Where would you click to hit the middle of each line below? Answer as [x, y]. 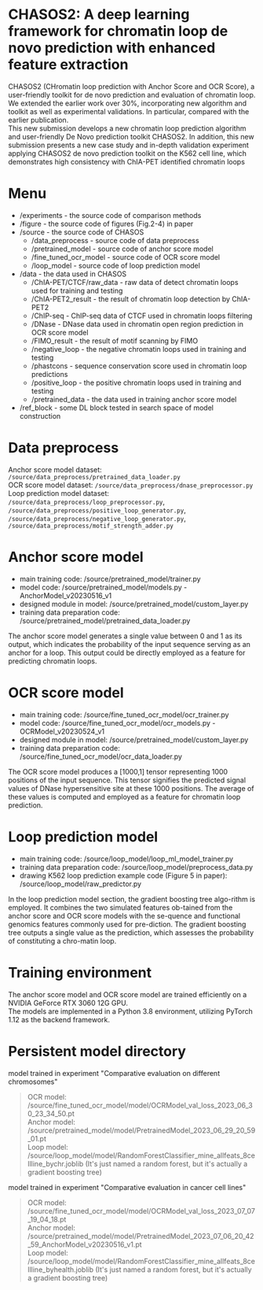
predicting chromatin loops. [53, 661]
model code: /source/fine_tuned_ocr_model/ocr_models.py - [117, 723]
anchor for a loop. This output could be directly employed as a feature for [127, 652]
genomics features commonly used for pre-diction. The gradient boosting [127, 924]
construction [40, 416]
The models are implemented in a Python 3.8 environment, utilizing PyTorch [131, 1011]
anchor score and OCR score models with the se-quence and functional [124, 915]
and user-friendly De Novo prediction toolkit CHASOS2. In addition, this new [131, 136]
